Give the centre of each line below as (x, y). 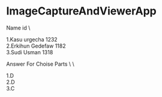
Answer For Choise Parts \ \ (40, 64)
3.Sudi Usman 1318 (30, 52)
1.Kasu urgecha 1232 (32, 39)
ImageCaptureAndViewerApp (82, 11)
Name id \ (18, 28)
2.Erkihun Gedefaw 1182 (36, 46)
